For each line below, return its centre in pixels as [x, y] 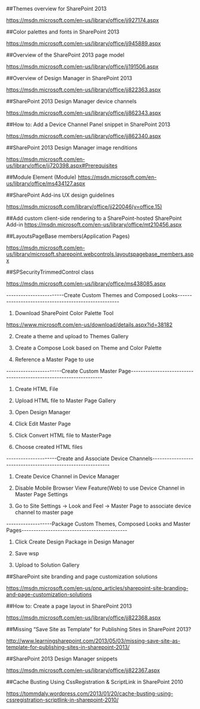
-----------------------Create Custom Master [62, 371]
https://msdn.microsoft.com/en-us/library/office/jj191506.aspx [82, 66]
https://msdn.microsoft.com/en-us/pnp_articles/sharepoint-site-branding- [97, 588]
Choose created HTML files [49, 447]
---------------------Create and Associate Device [67, 459]
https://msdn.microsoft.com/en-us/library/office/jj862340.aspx [84, 136]
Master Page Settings [41, 494]
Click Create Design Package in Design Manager [75, 542]
